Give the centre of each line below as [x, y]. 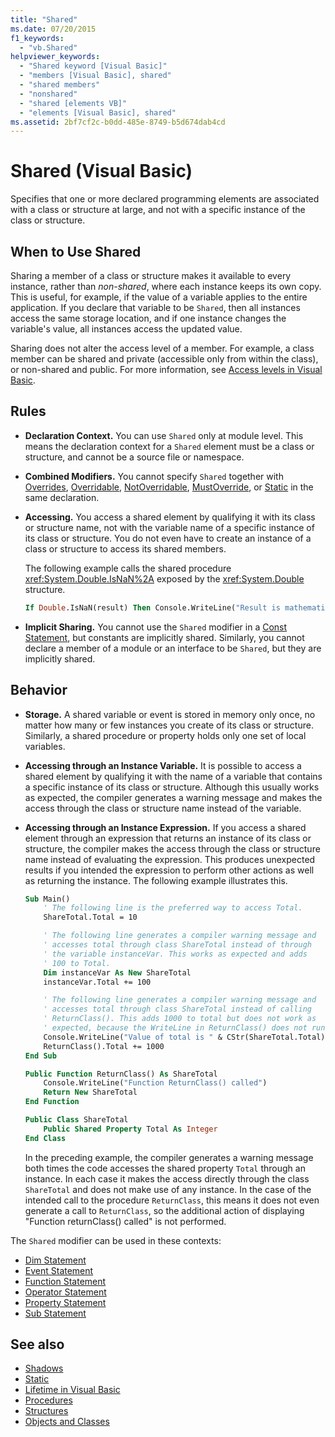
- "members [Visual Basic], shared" [95, 76]
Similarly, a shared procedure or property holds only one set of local [165, 735]
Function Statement [65, 1281]
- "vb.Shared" [48, 47]
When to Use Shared [76, 251]
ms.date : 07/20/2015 [53, 29]
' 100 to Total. [77, 963]
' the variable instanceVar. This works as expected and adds [175, 954]
